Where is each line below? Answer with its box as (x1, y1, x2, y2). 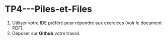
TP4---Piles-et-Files (5, 3, 93, 15)
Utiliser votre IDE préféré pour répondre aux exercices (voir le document (12, 20, 162, 26)
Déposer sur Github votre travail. (12, 30, 81, 36)
